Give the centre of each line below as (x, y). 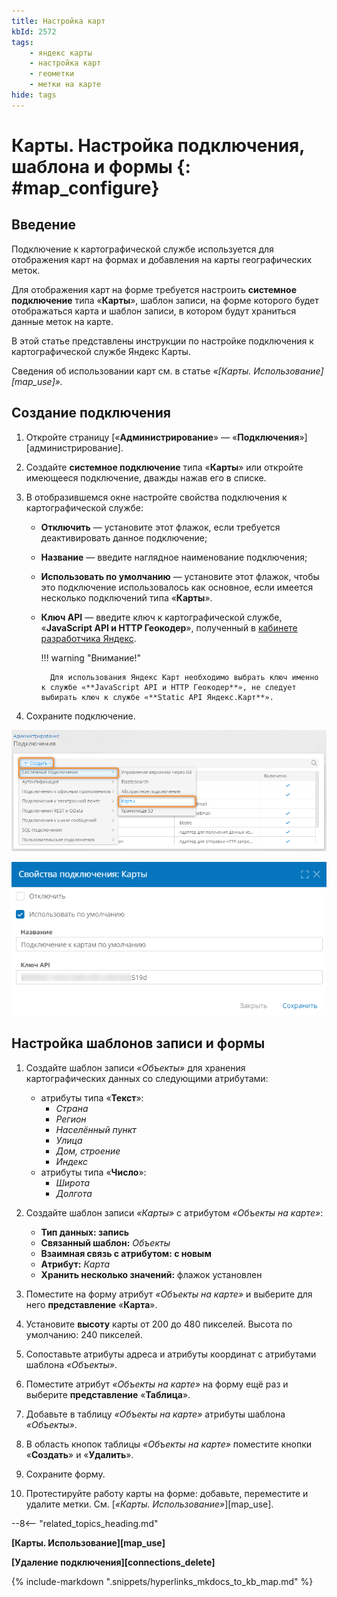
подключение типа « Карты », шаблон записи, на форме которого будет (165, 300)
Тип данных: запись (85, 1232)
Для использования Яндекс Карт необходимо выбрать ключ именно (184, 677)
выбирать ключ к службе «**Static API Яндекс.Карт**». (157, 697)
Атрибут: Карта (75, 1264)
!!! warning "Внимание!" (90, 657)
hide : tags (34, 95)
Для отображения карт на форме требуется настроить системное (154, 289)
